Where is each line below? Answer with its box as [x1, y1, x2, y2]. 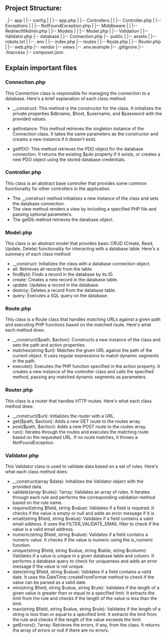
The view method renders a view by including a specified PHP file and [12, 206, 157, 212]
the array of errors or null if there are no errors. [12, 627, 109, 633]
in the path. [12, 358, 36, 364]
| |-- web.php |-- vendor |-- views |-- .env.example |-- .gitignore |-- [5, 44, 144, 50]
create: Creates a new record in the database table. [12, 277, 118, 283]
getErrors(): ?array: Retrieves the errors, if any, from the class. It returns [12, 621, 160, 627]
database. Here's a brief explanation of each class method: [5, 95, 127, 102]
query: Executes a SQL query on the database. [12, 293, 109, 299]
